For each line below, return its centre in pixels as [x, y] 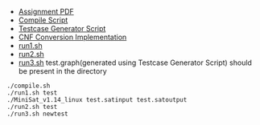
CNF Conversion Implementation [72, 37]
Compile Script [43, 20]
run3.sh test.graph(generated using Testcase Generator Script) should [135, 62]
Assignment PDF [46, 12]
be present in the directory [62, 71]
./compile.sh [29, 86]
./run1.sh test [32, 93]
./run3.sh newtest [37, 114]
